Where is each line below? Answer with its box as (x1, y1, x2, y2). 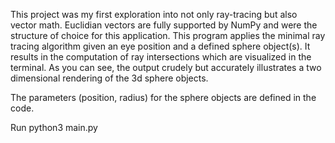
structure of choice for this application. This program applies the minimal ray (10, 30, 326, 41)
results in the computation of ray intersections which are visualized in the (10, 51, 312, 63)
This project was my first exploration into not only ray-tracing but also (10, 9, 298, 20)
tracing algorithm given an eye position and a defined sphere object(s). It (10, 40, 311, 52)
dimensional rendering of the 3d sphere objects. (10, 72, 209, 84)
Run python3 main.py (10, 122, 98, 133)
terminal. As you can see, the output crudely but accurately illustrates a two (10, 62, 322, 73)
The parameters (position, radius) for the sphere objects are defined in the (10, 92, 317, 103)
